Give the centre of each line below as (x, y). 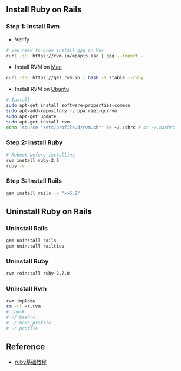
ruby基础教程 (31, 362)
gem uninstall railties (35, 246)
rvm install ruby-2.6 (33, 160)
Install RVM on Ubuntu (42, 89)
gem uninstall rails (32, 241)
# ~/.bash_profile (29, 323)
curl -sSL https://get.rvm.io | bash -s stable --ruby (75, 78)
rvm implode (21, 301)
